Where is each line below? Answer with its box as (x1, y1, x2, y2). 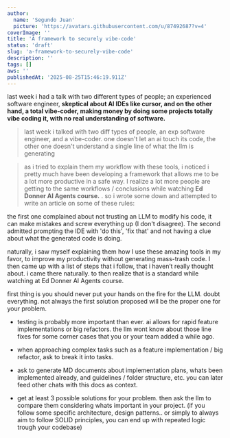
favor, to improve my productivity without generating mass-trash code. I (7, 255, 211, 263)
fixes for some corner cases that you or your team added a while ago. (16, 332, 215, 341)
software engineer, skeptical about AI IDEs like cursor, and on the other (7, 100, 212, 108)
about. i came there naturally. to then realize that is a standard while (7, 269, 199, 278)
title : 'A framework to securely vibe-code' (7, 36, 137, 42)
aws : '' (7, 67, 30, 74)
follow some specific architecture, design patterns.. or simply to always (16, 409, 219, 417)
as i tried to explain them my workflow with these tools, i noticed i (23, 162, 209, 171)
